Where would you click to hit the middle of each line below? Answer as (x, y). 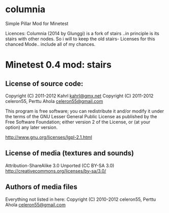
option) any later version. (31, 127)
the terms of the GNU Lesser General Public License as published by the (81, 116)
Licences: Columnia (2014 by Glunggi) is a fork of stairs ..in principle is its (82, 33)
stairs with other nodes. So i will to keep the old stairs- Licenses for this (80, 39)
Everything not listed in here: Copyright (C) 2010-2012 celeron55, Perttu (81, 199)
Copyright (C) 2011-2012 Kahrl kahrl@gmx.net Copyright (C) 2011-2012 (79, 96)
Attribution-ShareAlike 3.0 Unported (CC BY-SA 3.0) (60, 165)
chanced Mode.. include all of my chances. (50, 44)
